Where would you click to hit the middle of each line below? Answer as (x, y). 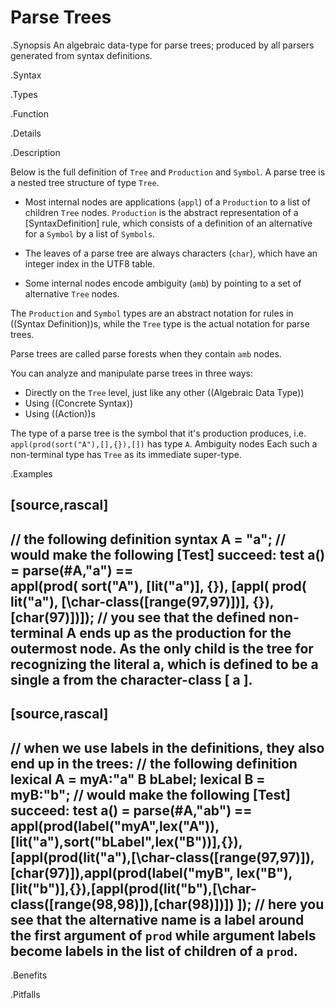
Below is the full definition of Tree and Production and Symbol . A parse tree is (168, 172)
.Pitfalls (25, 994)
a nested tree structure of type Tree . (85, 182)
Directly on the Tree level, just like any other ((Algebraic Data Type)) (164, 392)
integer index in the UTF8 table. (90, 263)
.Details (26, 133)
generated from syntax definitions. (81, 55)
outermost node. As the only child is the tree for (162, 648)
